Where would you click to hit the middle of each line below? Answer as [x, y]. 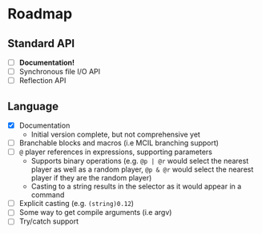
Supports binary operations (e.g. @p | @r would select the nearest [140, 161]
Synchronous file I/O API [60, 72]
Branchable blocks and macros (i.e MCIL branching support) [119, 143]
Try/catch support [49, 221]
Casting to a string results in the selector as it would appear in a [136, 186]
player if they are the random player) [91, 178]
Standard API [41, 44]
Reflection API [42, 81]
